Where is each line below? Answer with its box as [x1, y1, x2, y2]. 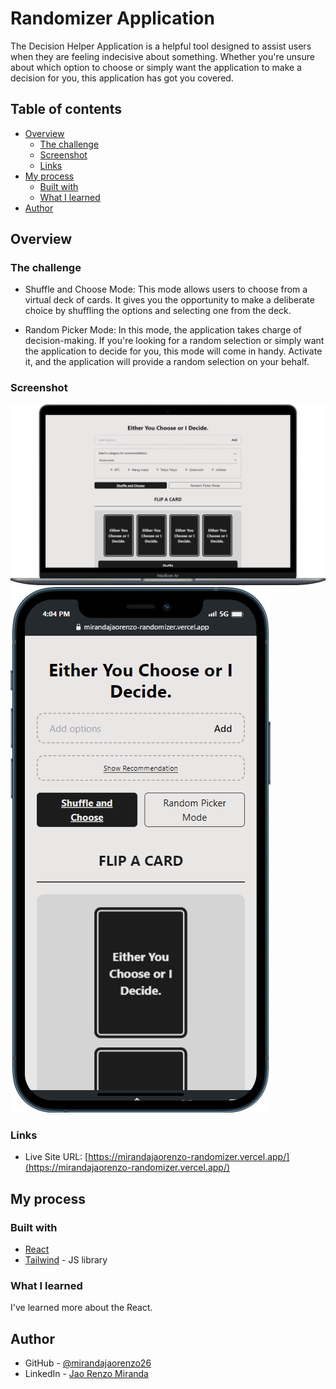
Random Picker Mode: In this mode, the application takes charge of [24, 324, 302, 336]
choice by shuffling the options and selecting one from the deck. [24, 305, 292, 317]
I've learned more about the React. [10, 1302, 153, 1314]
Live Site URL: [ [24, 1151, 89, 1163]
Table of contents [10, 101, 122, 118]
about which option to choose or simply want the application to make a [10, 61, 302, 73]
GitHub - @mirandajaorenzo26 [24, 1357, 152, 1369]
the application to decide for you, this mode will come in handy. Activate [24, 345, 323, 357]
